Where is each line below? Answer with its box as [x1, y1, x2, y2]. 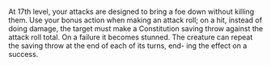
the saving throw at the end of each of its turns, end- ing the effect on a [8, 41, 248, 51]
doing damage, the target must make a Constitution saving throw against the [8, 24, 264, 33]
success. [8, 50, 39, 59]
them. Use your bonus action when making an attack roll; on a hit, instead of [8, 15, 263, 25]
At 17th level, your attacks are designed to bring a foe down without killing [8, 7, 255, 16]
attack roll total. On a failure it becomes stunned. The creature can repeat [8, 32, 253, 42]
